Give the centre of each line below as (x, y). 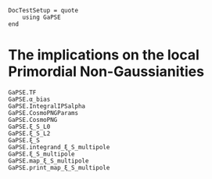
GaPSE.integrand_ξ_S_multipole (59, 147)
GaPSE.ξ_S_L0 (29, 127)
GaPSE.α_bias (29, 99)
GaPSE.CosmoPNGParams (43, 113)
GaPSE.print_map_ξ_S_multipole (59, 167)
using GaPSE (41, 17)
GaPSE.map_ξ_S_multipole (49, 161)
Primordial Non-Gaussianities (106, 72)
